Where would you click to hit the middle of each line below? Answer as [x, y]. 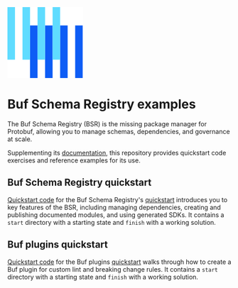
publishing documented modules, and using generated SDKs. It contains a [116, 215]
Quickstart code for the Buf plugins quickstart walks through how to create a [119, 262]
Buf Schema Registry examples [102, 105]
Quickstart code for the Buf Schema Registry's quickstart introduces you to [118, 199]
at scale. [20, 139]
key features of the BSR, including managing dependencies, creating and [114, 207]
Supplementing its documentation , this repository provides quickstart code [117, 153]
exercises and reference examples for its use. [74, 160]
